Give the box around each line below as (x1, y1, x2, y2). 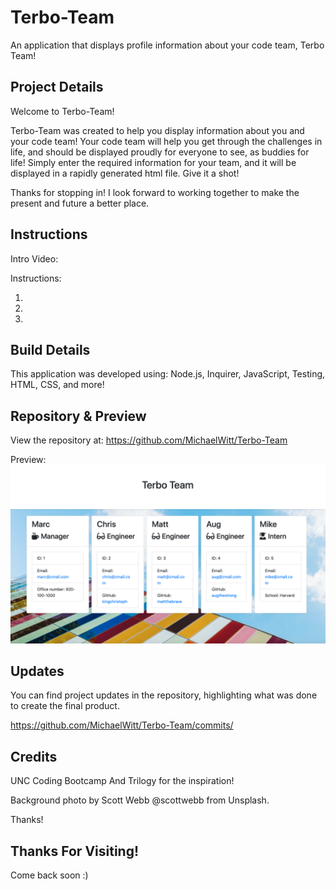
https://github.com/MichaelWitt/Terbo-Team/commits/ (10, 719, 234, 731)
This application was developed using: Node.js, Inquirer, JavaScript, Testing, (10, 368, 326, 380)
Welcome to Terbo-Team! (10, 105, 115, 117)
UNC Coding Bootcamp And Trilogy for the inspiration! (10, 775, 235, 787)
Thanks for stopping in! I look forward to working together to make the (10, 186, 300, 198)
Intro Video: (10, 252, 59, 265)
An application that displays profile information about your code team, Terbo (10, 39, 325, 51)
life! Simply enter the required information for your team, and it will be (10, 156, 297, 168)
